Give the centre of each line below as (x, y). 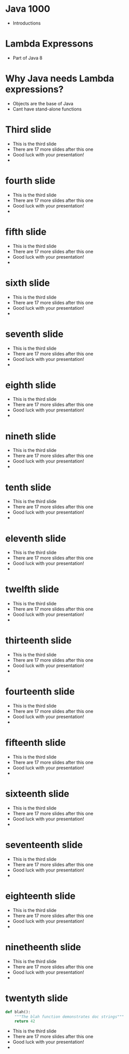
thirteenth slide (38, 641)
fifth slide (26, 232)
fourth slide (30, 181)
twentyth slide (37, 998)
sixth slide (28, 283)
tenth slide (28, 487)
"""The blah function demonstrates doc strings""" (69, 1017)
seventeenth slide (44, 845)
